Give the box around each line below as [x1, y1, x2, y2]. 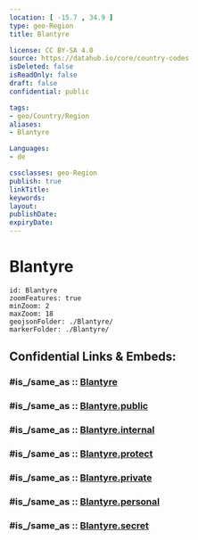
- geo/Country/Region [9, 111, 90, 120]
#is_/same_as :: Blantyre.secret [9, 519, 149, 531]
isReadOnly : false [9, 70, 78, 80]
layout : [9, 201, 38, 210]
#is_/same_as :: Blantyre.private [9, 471, 153, 484]
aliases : [9, 119, 42, 129]
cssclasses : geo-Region [9, 168, 98, 177]
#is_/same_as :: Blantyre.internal [9, 424, 155, 437]
